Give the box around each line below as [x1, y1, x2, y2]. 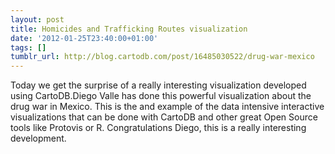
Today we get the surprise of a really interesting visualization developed [10, 79, 307, 91]
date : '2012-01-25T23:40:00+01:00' [10, 33, 159, 43]
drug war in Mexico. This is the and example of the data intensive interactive [10, 101, 325, 113]
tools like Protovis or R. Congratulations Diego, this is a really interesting [10, 122, 307, 134]
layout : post [10, 14, 65, 25]
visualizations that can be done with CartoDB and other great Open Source [10, 111, 318, 123]
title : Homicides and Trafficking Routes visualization [10, 24, 248, 34]
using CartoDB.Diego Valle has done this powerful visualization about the [10, 90, 312, 102]
